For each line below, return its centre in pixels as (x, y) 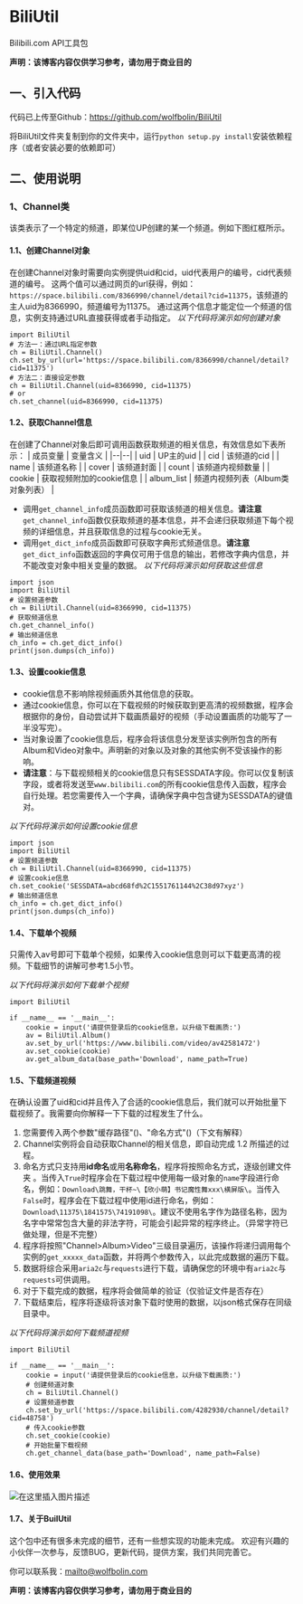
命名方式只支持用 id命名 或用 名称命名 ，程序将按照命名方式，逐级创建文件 (157, 1167)
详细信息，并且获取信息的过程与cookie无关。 (122, 531)
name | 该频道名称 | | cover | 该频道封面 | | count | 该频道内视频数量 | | (140, 467)
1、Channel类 (40, 207)
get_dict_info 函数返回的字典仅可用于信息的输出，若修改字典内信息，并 (156, 554)
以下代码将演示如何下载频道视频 (69, 1333)
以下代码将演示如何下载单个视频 (69, 985)
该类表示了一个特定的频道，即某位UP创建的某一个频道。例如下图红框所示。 (150, 228)
